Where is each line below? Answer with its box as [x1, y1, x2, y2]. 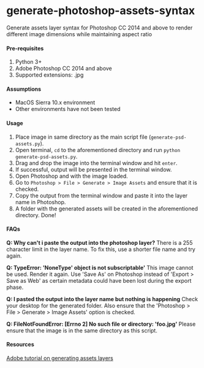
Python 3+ [15, 58, 42, 66]
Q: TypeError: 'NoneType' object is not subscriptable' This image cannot [6, 264, 194, 271]
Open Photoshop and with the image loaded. [15, 172, 129, 180]
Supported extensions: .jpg [15, 71, 84, 79]
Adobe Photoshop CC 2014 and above [15, 65, 112, 72]
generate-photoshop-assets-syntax [6, 4, 195, 18]
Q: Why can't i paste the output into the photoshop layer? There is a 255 [6, 239, 193, 246]
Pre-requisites [6, 44, 44, 52]
